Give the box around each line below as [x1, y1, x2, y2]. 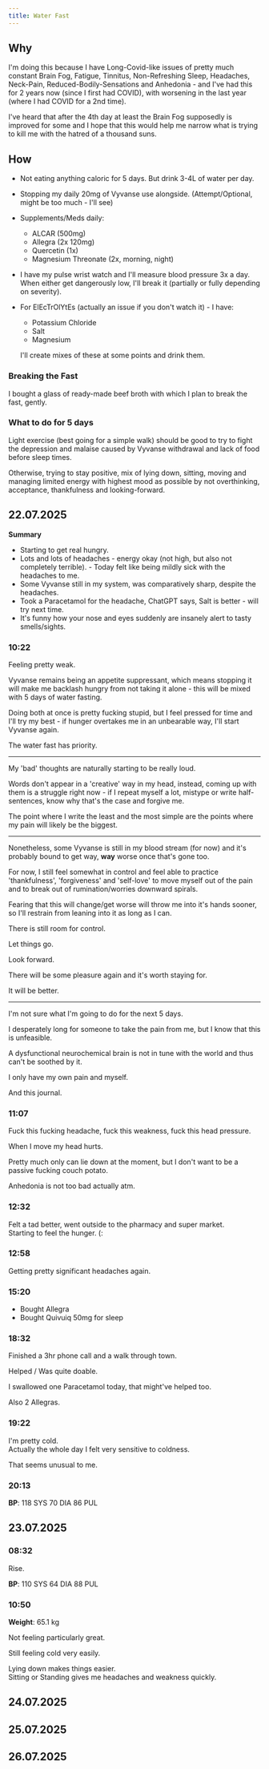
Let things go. [8, 939, 54, 949]
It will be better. [8, 985, 60, 995]
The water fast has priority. [8, 740, 98, 750]
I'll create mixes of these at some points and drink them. [19, 350, 206, 361]
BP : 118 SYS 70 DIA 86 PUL [8, 1498, 98, 1508]
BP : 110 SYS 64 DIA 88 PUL [8, 1579, 98, 1589]
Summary [8, 530, 42, 539]
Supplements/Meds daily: [19, 213, 105, 223]
